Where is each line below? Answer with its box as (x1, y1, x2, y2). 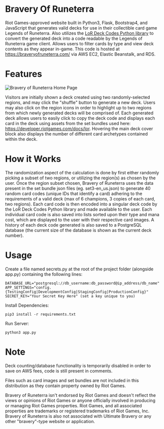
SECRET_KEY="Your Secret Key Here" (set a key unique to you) (5, 294, 135, 298)
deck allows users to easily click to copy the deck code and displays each (5, 115, 155, 121)
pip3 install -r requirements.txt (5, 312, 76, 317)
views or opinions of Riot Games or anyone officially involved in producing (5, 397, 156, 403)
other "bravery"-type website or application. (5, 418, 95, 424)
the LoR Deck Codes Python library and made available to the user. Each (5, 206, 152, 212)
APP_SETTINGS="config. (5, 285, 52, 290)
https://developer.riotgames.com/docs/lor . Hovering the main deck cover (5, 126, 153, 132)
